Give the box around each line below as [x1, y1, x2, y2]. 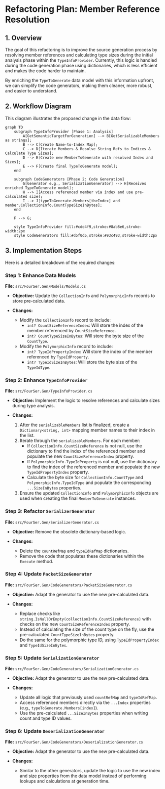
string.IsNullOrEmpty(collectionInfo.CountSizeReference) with [19, 615, 151, 621]
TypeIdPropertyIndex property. [27, 469, 89, 475]
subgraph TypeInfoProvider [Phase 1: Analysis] [14, 129, 113, 134]
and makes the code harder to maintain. [5, 68, 86, 74]
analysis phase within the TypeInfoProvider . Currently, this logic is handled [5, 57, 157, 63]
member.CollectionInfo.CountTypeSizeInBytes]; [5, 203, 102, 208]
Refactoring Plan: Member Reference [5, 3, 160, 15]
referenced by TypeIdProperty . [27, 353, 90, 359]
